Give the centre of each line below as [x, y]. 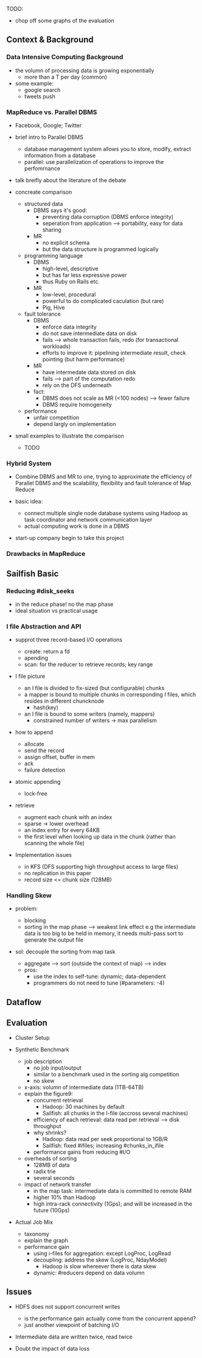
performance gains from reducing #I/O [82, 1152]
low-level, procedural [69, 294]
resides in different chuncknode [64, 701]
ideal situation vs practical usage [56, 610]
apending [36, 658]
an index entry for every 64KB [62, 830]
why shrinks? [50, 1132]
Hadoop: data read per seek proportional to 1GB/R [105, 1139]
